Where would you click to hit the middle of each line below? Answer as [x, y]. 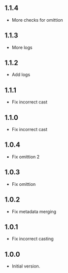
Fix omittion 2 [26, 157]
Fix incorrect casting [33, 239]
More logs [22, 47]
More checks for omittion [37, 20]
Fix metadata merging [34, 211]
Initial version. [26, 266]
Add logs [21, 75]
